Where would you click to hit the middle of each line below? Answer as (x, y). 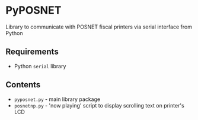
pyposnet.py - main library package (57, 99)
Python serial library (40, 66)
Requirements (32, 52)
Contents (23, 85)
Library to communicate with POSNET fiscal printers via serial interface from (99, 27)
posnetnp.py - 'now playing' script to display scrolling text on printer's (99, 105)
